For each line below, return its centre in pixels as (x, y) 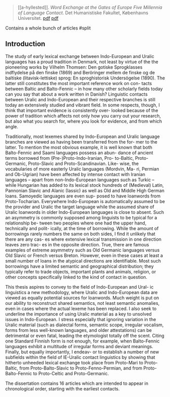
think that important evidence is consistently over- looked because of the (82, 110)
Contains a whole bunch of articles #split (48, 28)
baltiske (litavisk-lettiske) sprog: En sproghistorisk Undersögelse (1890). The (85, 78)
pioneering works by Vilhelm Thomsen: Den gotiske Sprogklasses (74, 67)
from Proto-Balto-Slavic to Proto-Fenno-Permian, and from (81, 368)
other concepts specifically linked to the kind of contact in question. (76, 277)
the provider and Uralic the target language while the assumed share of (80, 207)
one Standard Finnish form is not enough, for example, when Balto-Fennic (82, 341)
